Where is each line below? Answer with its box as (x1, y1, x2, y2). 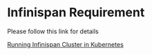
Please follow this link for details (7, 27, 99, 35)
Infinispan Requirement (7, 5, 145, 20)
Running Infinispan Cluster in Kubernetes (7, 40, 124, 48)
